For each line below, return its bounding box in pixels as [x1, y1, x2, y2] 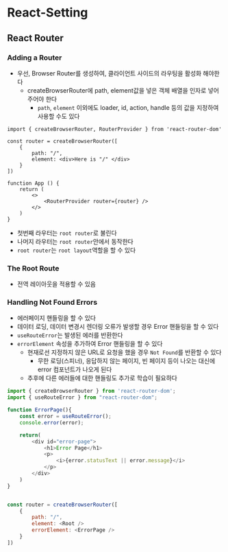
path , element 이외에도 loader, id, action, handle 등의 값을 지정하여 [37, 103, 219, 111]
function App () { [7, 180, 60, 187]
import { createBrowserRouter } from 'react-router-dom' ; [7, 388, 176, 395]
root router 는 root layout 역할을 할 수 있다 [16, 246, 136, 254]
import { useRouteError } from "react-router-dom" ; [7, 394, 157, 401]
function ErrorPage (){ [7, 406, 72, 413]
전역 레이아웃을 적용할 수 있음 [16, 280, 96, 288]
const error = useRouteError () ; [19, 413, 112, 420]
